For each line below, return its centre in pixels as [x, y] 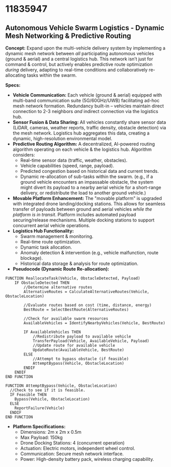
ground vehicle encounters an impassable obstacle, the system [87, 182]
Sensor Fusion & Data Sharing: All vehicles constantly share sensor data [89, 122]
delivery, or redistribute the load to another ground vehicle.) [83, 193]
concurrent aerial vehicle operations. [51, 225]
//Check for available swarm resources [66, 319]
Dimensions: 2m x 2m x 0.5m [51, 432]
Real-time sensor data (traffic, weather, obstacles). [74, 160]
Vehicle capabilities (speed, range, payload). [67, 166]
